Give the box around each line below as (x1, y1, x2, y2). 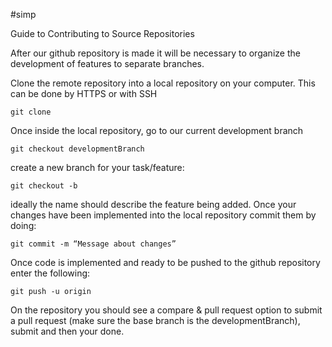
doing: (10, 220, 37, 231)
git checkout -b (10, 181, 78, 191)
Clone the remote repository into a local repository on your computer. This (10, 77, 316, 89)
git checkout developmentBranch (10, 144, 145, 154)
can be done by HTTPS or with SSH (10, 88, 158, 99)
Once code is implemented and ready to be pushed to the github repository (10, 257, 321, 268)
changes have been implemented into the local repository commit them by (10, 209, 317, 221)
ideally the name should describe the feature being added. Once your (10, 199, 297, 210)
